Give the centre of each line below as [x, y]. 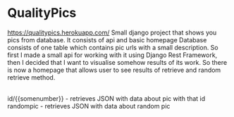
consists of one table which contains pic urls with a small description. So [113, 47]
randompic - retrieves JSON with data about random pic [89, 106]
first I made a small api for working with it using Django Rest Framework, [112, 55]
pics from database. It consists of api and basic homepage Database [107, 39]
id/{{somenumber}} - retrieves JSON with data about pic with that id [106, 98]
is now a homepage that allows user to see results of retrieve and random [114, 70]
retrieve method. [31, 77]
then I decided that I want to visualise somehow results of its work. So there [117, 62]
